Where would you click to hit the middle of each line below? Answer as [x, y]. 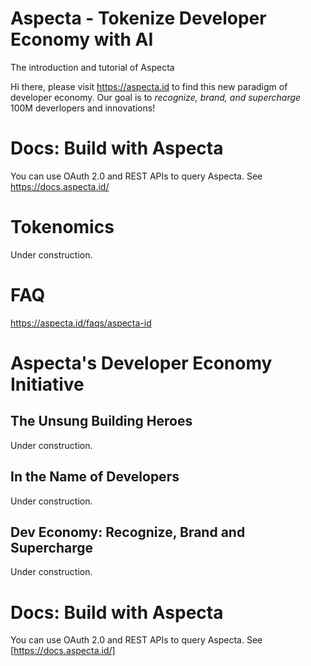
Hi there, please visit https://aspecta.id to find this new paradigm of [149, 86]
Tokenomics [62, 227]
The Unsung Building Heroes [101, 421]
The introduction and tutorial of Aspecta [92, 67]
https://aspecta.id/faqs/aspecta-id [81, 323]
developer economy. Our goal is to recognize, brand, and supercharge [156, 97]
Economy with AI [82, 39]
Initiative [47, 384]
